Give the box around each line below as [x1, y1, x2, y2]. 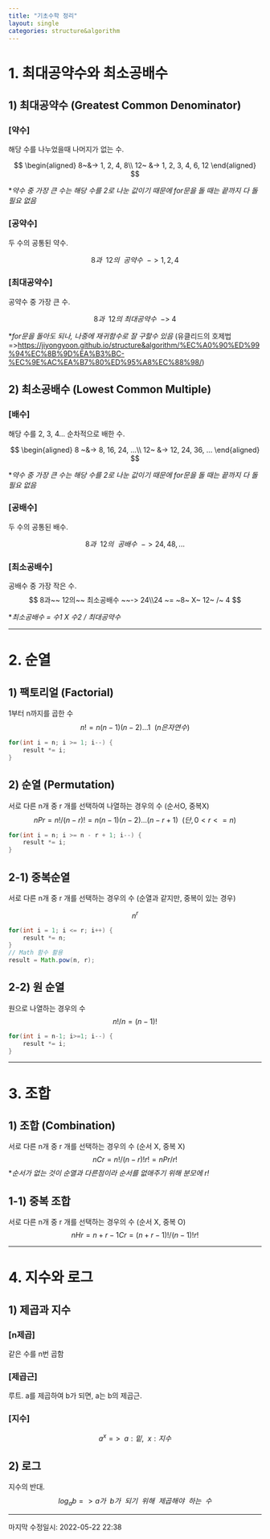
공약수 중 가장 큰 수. [8, 297, 71, 306]
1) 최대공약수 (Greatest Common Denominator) [8, 98, 242, 112]
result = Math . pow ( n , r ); [8, 956, 95, 964]
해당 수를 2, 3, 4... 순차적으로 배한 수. [8, 429, 125, 438]
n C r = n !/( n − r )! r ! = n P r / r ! [92, 1155, 178, 1164]
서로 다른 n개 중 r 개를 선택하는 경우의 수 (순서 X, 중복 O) [8, 1218, 186, 1227]
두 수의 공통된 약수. [8, 238, 68, 247]
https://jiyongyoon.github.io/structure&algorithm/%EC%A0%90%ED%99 [17, 340, 260, 350]
